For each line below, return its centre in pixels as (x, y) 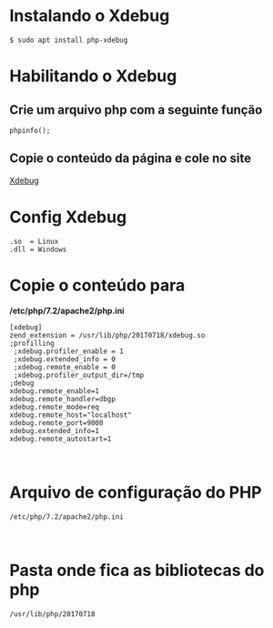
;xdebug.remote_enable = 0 (65, 367)
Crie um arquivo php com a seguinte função (136, 110)
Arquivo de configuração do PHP (136, 492)
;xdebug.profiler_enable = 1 (69, 351)
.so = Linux (34, 241)
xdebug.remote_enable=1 (55, 391)
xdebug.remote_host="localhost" (71, 415)
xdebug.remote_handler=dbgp (63, 399)
